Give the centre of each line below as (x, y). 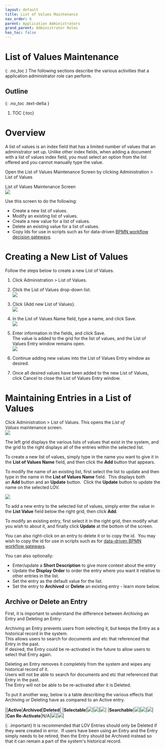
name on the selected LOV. (33, 487)
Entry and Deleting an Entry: (34, 619)
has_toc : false (21, 33)
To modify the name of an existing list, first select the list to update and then (82, 471)
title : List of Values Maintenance (42, 14)
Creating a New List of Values (67, 257)
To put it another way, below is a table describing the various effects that (79, 695)
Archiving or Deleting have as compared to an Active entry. (65, 700)
